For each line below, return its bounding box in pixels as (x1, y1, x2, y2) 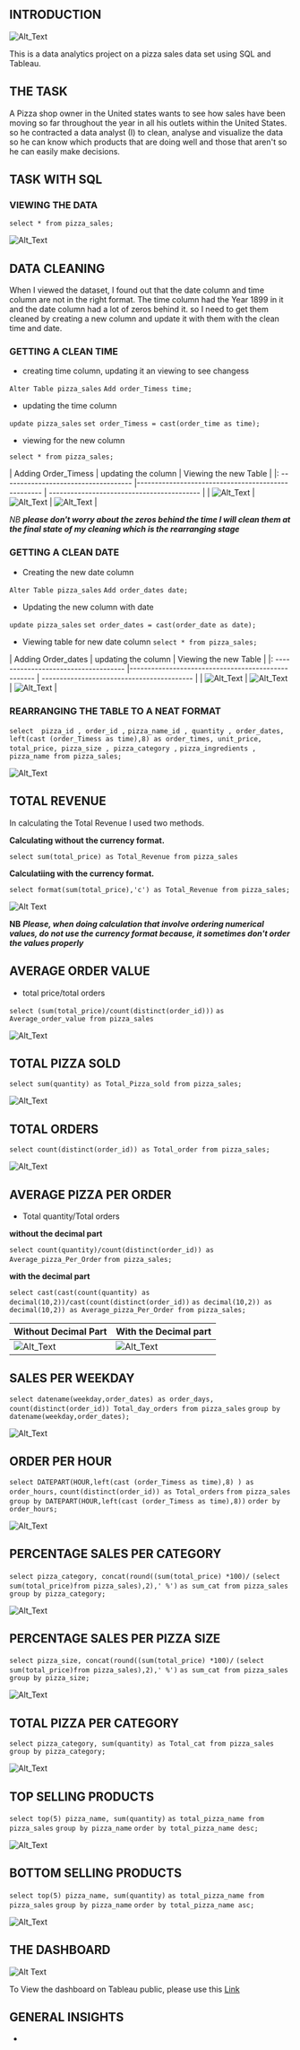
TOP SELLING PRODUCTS (9, 1789, 155, 1804)
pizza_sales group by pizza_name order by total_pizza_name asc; (9, 1900, 255, 1910)
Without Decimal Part (13, 1326, 107, 1338)
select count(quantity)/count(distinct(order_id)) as (9, 1246, 215, 1255)
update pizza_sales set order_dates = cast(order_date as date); (9, 620, 257, 629)
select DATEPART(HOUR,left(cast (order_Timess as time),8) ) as (9, 1477, 254, 1486)
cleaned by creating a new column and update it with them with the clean (9, 313, 280, 324)
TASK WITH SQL (9, 172, 103, 188)
